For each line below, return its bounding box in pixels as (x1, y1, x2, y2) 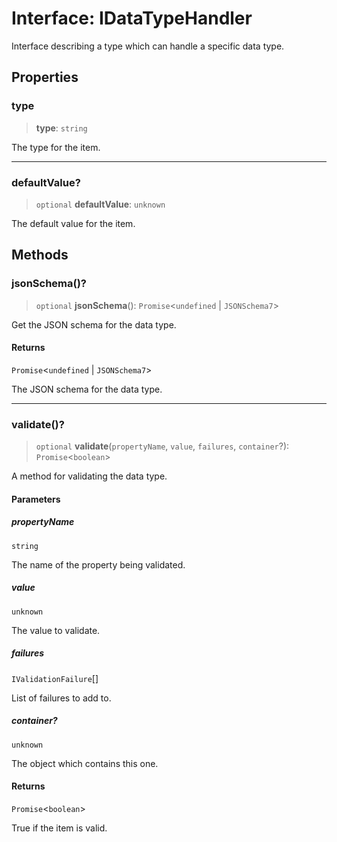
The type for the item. (11, 141, 101, 153)
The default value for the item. (11, 217, 136, 229)
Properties (11, 69, 79, 86)
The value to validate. (11, 624, 101, 636)
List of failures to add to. (11, 692, 112, 704)
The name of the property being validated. (11, 558, 186, 571)
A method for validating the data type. (11, 470, 168, 482)
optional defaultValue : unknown (35, 198, 166, 210)
